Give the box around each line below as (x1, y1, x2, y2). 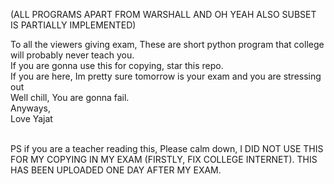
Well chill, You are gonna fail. (10, 92, 130, 103)
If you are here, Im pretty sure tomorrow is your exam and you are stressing (10, 70, 322, 82)
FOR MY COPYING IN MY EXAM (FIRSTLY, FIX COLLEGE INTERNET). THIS (10, 154, 318, 165)
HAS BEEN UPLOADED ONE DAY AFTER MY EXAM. (10, 164, 222, 176)
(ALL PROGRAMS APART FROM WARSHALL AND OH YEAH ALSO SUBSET (10, 9, 317, 20)
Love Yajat (10, 113, 53, 124)
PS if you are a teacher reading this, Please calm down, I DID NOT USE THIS (10, 143, 324, 154)
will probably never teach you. (10, 49, 135, 61)
